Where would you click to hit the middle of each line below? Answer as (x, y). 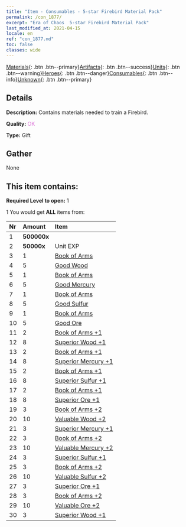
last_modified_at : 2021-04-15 (43, 28)
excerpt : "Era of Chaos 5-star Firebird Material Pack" (78, 22)
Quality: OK (21, 123)
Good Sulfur (72, 304)
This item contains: (42, 186)
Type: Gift (18, 135)
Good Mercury (75, 285)
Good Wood (72, 265)
